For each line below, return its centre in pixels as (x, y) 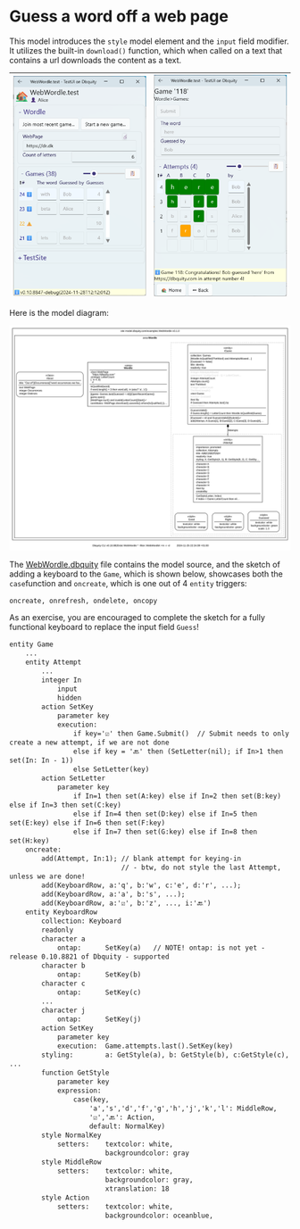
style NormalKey (71, 1135)
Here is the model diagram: (59, 312)
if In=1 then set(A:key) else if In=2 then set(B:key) (177, 796)
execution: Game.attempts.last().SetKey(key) (145, 1046)
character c (64, 984)
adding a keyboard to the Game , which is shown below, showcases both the (146, 574)
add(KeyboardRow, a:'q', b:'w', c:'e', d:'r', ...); (142, 885)
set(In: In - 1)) (42, 760)
